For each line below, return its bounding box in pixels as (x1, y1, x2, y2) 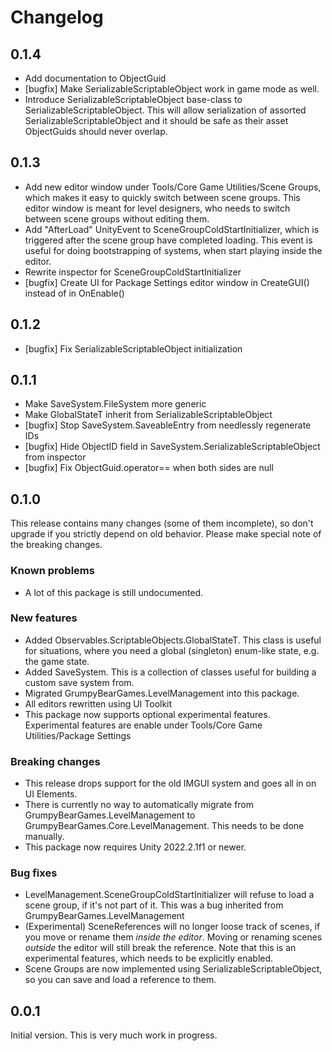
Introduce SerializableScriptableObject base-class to (24, 94, 243, 105)
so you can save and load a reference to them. (24, 974, 217, 986)
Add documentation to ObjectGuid (24, 72, 167, 84)
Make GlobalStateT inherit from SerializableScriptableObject (24, 409, 273, 421)
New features (10, 611, 78, 625)
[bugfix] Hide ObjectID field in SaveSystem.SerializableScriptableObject (24, 441, 321, 453)
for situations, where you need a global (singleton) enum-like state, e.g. (24, 644, 320, 656)
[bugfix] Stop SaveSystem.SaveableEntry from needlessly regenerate (24, 419, 312, 431)
